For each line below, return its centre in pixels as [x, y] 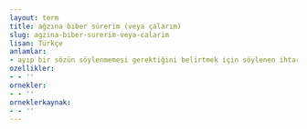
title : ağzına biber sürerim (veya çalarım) [95, 26]
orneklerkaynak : [40, 102]
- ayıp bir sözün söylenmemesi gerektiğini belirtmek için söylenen [143, 60]
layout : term [34, 18]
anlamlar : [28, 52]
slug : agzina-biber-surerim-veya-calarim [90, 35]
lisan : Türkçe [37, 43]
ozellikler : [32, 69]
